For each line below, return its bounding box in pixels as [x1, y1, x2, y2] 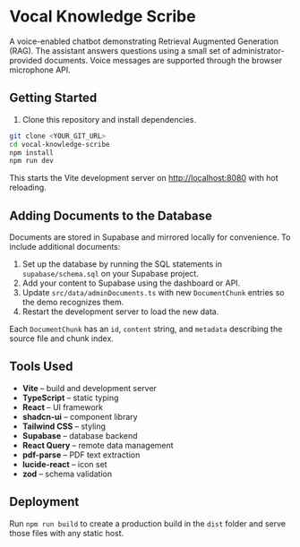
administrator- [232, 45, 285, 56]
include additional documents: [9, 242, 121, 252]
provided [9, 55, 43, 65]
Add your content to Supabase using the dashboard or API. [21, 278, 241, 288]
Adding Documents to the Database [9, 208, 213, 223]
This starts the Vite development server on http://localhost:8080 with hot [9, 173, 279, 184]
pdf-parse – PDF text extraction [21, 449, 141, 460]
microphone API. [9, 64, 72, 75]
